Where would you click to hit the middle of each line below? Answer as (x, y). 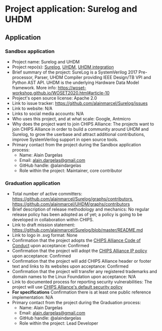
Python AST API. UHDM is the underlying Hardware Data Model (75, 82)
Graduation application (33, 183)
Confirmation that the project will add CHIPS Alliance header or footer (81, 261)
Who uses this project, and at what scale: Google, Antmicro (71, 118)
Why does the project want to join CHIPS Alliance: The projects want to (83, 124)
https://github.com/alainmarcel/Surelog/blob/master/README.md (77, 230)
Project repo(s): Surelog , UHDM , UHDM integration (63, 67)
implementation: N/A (32, 297)
